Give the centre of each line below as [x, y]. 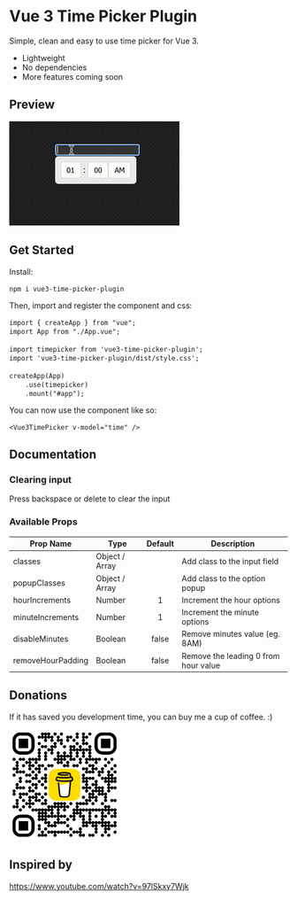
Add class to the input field [230, 561]
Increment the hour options [231, 600]
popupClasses [39, 583]
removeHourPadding [51, 661]
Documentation [53, 454]
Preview [32, 105]
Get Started [42, 250]
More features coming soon [72, 76]
